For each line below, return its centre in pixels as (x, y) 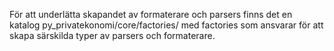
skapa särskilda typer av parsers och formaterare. (112, 35)
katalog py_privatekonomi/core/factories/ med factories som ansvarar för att (166, 25)
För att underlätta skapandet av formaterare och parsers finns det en (151, 14)
